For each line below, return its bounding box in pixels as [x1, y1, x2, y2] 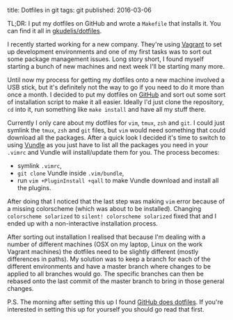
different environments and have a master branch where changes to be [7, 262, 211, 270]
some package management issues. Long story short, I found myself [7, 55, 204, 63]
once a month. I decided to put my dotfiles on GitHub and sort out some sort [7, 90, 226, 99]
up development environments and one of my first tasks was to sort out [7, 48, 212, 56]
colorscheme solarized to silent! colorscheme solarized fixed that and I [7, 212, 217, 220]
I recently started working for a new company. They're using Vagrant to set [7, 40, 223, 48]
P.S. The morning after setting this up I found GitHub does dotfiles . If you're [7, 298, 224, 306]
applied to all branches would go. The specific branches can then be [7, 270, 204, 278]
